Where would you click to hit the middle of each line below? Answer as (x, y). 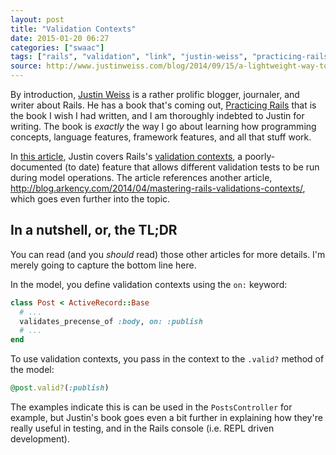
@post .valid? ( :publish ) (60, 388)
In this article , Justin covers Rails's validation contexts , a (126, 156)
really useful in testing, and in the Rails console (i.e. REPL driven (142, 428)
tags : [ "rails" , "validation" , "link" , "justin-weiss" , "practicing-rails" (171, 57)
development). (40, 439)
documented (36, 167)
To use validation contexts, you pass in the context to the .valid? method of (167, 359)
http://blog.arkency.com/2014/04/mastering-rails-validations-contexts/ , (158, 188)
